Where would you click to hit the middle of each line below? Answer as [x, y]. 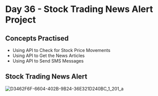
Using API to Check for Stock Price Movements [61, 50]
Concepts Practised [37, 38]
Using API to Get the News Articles [49, 55]
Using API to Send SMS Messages [48, 61]
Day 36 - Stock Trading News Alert [79, 9]
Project [21, 20]
